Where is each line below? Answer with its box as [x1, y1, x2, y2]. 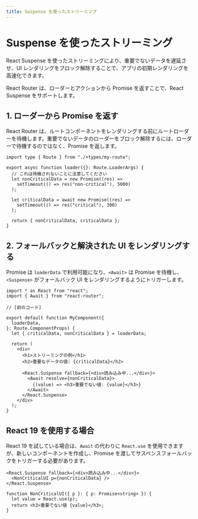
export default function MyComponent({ [6, 315, 105, 321]
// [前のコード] [6, 305, 42, 311]
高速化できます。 [6, 72, 47, 79]
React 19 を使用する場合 [6, 425, 95, 435]
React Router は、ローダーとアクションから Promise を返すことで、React [6, 84, 184, 91]
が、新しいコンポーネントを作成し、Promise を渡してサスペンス [6, 450, 161, 457]
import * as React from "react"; [6, 288, 89, 294]
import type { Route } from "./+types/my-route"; [6, 154, 131, 160]
